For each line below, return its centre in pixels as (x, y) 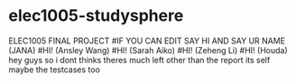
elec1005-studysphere (96, 16)
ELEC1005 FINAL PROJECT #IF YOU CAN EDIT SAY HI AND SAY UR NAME (147, 41)
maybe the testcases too (55, 70)
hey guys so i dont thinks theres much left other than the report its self (139, 60)
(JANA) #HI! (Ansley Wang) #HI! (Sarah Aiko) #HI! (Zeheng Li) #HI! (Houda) (148, 50)
